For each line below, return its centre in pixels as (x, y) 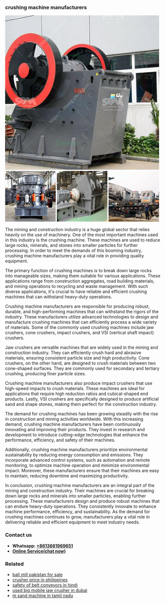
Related (15, 563)
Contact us (18, 535)
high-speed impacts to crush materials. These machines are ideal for (75, 389)
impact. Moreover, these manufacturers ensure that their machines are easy (82, 471)
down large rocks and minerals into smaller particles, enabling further (76, 496)
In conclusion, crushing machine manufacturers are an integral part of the (80, 485)
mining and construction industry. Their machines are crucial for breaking (80, 491)
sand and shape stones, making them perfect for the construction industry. (81, 404)
